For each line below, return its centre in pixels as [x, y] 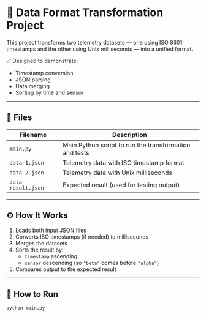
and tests [76, 152]
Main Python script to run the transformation [127, 145]
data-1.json [27, 162]
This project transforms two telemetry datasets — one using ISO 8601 [94, 42]
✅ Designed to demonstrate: [42, 61]
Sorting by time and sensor [49, 92]
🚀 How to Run [32, 294]
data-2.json [27, 173]
